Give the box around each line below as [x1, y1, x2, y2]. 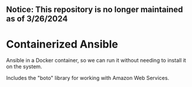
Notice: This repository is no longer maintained [6, 5, 183, 15]
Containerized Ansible [6, 38, 118, 51]
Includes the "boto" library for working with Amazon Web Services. [6, 75, 170, 82]
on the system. [6, 63, 43, 70]
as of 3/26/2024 [6, 14, 68, 24]
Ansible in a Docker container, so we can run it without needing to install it [6, 57, 186, 64]
